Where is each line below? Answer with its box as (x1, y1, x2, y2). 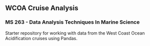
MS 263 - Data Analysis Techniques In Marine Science (5, 19, 140, 26)
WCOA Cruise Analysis (5, 4, 78, 12)
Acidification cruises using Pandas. (5, 35, 77, 41)
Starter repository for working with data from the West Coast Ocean (5, 30, 145, 36)
